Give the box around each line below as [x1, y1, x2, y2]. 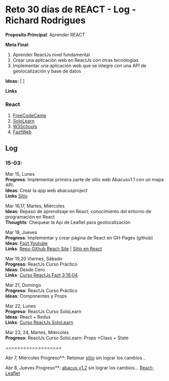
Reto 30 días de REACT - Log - [5, 4, 137, 15]
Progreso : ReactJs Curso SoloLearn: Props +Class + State [5, 335, 129, 341]
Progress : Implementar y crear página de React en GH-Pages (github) [5, 234, 153, 240]
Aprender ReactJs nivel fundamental [12, 51, 90, 58]
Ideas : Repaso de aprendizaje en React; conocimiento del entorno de [5, 208, 152, 214]
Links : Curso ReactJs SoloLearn [5, 319, 73, 325]
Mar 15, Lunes [5, 171, 35, 177]
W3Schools [12, 124, 37, 130]
